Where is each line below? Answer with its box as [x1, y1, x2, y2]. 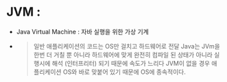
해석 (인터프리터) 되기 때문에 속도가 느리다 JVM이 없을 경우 [51, 59, 211, 67]
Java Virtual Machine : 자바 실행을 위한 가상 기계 [16, 27, 149, 36]
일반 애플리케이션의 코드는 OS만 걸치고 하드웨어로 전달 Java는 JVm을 [33, 42, 221, 50]
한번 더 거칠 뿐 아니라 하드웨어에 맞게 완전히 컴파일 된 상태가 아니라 [33, 51, 213, 59]
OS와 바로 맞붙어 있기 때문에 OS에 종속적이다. [62, 68, 186, 76]
